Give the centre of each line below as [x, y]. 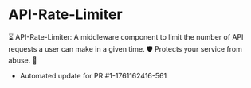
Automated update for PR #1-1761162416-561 [93, 75]
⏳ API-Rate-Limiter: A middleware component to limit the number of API [126, 36]
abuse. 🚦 [23, 60]
